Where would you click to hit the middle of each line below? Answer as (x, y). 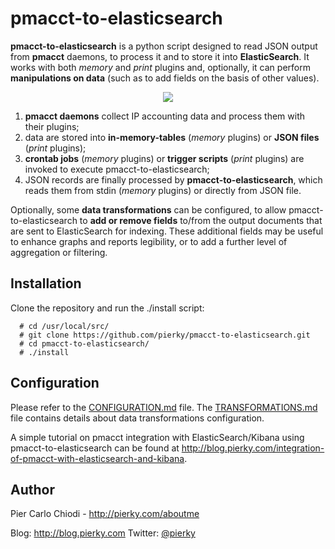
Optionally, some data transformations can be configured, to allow (148, 209)
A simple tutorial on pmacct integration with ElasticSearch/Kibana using (157, 437)
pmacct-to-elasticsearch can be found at (95, 448)
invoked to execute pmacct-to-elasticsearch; (117, 169)
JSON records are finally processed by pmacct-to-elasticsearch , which (173, 179)
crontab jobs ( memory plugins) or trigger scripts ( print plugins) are (164, 158)
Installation (46, 283)
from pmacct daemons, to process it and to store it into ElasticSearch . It (160, 56)
